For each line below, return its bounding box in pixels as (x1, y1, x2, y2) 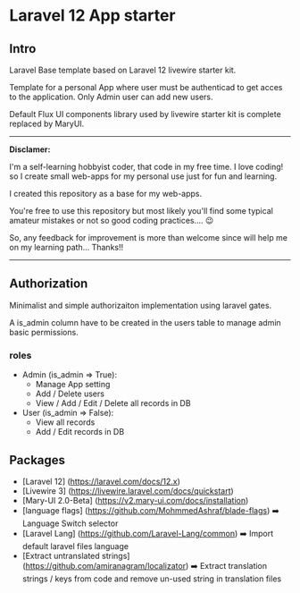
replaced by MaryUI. (9, 118, 85, 129)
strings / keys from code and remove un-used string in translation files (21, 573, 282, 584)
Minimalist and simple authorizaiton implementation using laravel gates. (9, 300, 272, 310)
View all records (35, 417, 96, 428)
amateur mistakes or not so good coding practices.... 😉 (9, 216, 214, 225)
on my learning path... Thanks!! (9, 242, 124, 252)
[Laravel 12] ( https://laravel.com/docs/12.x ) (21, 476, 181, 487)
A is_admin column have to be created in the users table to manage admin (9, 317, 281, 327)
